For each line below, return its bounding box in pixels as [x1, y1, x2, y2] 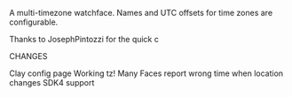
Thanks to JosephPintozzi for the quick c [9, 34, 160, 44]
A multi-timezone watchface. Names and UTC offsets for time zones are [9, 8, 273, 18]
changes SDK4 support [9, 78, 95, 87]
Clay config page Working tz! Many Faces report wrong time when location [9, 68, 284, 78]
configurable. [9, 17, 59, 27]
